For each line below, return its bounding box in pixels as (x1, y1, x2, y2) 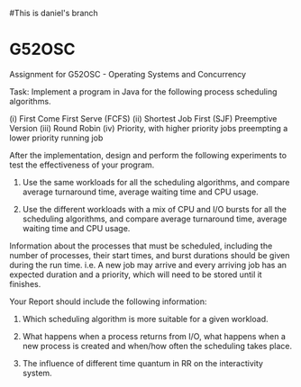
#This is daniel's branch (9, 8, 99, 18)
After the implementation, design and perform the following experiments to (9, 149, 287, 160)
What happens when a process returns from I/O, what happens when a (22, 330, 287, 341)
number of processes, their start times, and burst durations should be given (9, 249, 290, 260)
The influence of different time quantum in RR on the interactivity (22, 357, 264, 368)
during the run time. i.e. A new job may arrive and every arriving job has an (9, 259, 287, 270)
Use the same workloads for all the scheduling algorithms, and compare (22, 176, 290, 187)
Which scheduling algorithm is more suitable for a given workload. (22, 313, 269, 324)
